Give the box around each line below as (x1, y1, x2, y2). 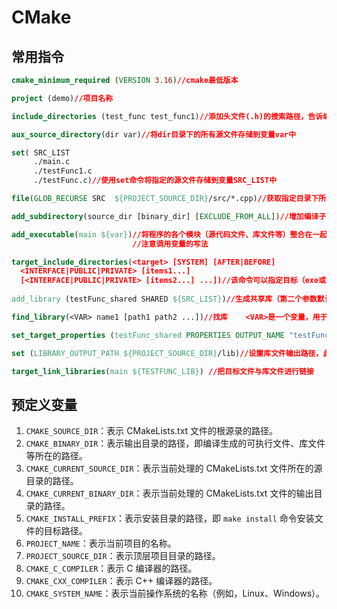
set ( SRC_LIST (11, 147, 71, 158)
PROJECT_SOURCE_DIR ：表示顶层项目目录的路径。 (25, 550, 221, 562)
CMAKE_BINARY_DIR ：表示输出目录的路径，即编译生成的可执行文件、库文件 (25, 437, 326, 450)
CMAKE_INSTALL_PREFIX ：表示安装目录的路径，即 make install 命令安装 (25, 512, 315, 525)
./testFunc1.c (33, 166, 93, 176)
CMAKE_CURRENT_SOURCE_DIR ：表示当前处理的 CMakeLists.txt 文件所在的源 (25, 462, 323, 475)
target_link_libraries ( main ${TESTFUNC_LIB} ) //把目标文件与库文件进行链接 (11, 366, 314, 376)
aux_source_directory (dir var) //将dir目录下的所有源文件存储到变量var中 (11, 129, 297, 140)
